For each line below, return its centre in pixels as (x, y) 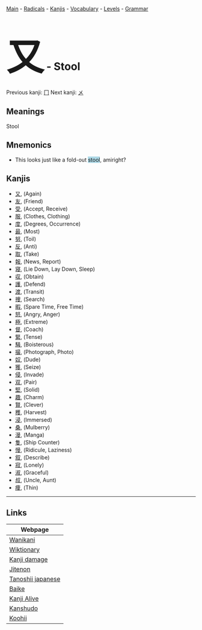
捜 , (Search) (30, 299)
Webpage (35, 530)
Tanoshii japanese (35, 579)
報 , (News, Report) (38, 262)
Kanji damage (29, 559)
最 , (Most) (27, 232)
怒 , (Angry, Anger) (38, 314)
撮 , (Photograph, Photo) (44, 352)
